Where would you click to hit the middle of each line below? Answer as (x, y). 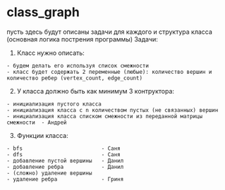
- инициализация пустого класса (54, 104)
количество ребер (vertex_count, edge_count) (74, 78)
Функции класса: (42, 135)
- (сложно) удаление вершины (49, 173)
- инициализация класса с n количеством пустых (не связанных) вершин (112, 110)
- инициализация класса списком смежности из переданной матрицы (104, 116)
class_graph (43, 12)
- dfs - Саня (63, 154)
